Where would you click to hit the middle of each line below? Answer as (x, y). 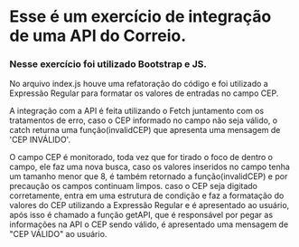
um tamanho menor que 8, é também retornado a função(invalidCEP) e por (149, 176)
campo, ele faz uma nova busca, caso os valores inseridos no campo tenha (150, 167)
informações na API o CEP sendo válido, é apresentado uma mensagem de (149, 224)
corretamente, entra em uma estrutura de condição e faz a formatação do (147, 195)
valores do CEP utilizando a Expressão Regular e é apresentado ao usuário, (149, 205)
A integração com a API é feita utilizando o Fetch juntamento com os (137, 111)
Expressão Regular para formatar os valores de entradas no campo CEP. (144, 93)
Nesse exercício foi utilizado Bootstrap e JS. (108, 64)
